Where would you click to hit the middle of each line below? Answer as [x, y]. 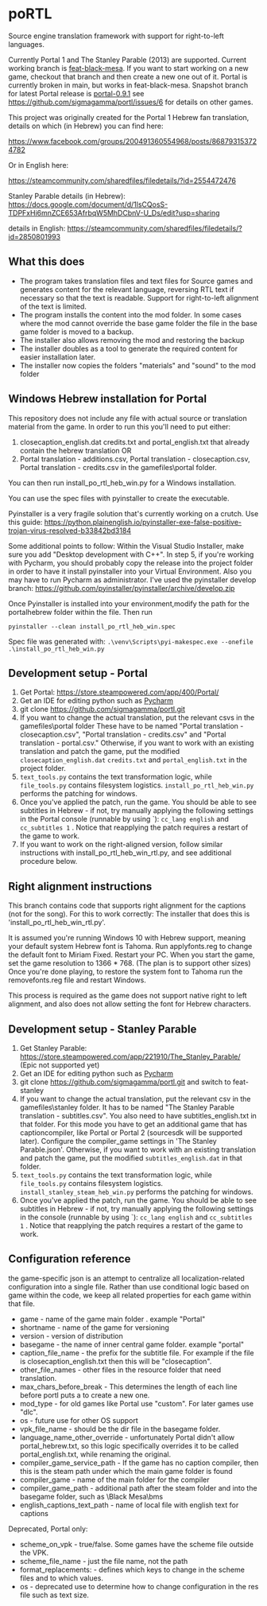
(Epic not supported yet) [60, 1065]
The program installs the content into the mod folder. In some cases [131, 314]
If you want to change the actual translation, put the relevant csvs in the [137, 717]
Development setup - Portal [78, 673]
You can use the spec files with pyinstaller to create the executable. [119, 498]
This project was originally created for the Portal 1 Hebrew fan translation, [129, 117]
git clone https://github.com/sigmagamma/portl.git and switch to [126, 1082]
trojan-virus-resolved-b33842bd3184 [70, 531]
